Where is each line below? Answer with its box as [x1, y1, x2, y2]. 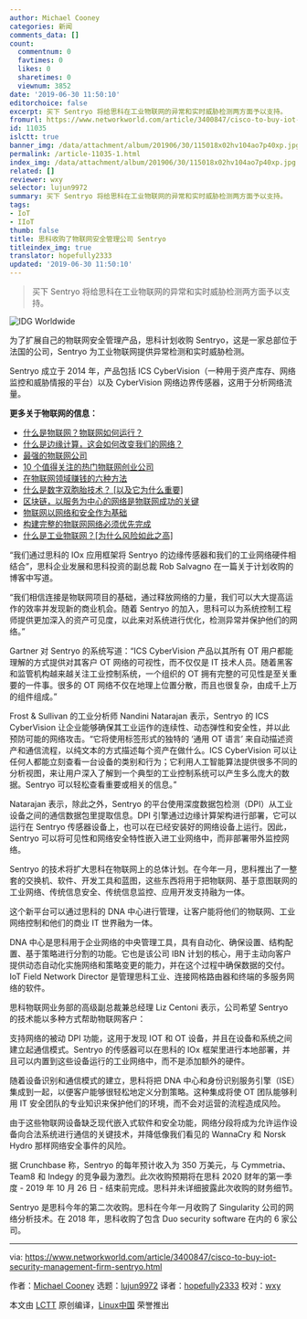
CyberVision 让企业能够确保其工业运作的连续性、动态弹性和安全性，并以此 [9, 722, 291, 732]
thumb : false [9, 226, 59, 235]
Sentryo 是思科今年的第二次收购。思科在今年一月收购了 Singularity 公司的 [9, 1202, 286, 1212]
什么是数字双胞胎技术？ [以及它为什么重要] [22, 484, 184, 495]
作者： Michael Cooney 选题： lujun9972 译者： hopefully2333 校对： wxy [9, 1281, 281, 1291]
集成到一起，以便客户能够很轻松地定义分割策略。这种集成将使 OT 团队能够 [9, 1087, 290, 1097]
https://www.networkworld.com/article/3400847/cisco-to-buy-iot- [25, 1251, 277, 1262]
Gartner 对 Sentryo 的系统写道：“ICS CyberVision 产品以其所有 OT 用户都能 [9, 645, 294, 656]
